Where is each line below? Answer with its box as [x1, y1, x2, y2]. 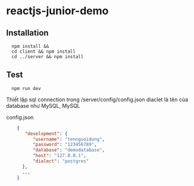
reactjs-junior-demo [6, 4, 109, 18]
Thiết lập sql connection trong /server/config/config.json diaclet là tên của [6, 96, 189, 103]
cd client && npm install [11, 49, 76, 54]
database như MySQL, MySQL [6, 102, 80, 109]
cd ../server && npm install [11, 54, 84, 60]
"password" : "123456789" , [32, 142, 97, 147]
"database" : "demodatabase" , [32, 147, 105, 153]
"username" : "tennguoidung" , [32, 136, 105, 142]
